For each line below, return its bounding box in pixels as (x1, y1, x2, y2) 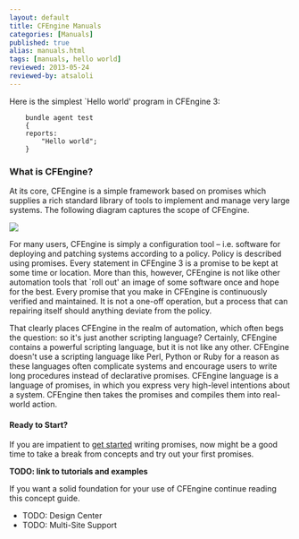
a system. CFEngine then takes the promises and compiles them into (9, 389, 262, 400)
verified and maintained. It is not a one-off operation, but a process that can (9, 296, 288, 307)
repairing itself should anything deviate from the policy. (9, 305, 212, 316)
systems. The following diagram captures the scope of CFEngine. (9, 205, 250, 216)
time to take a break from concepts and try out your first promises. (9, 449, 254, 459)
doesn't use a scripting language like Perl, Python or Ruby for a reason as (9, 351, 279, 363)
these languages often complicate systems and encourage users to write (9, 361, 278, 372)
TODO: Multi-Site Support (21, 520, 118, 531)
